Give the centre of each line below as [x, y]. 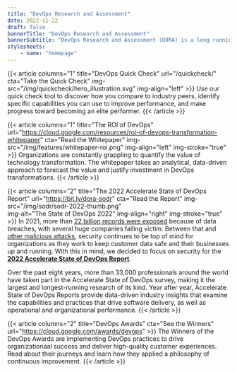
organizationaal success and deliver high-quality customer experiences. [112, 346]
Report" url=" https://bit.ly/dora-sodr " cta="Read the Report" [95, 198]
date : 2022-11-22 [33, 21]
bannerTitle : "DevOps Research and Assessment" [79, 34]
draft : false [26, 27]
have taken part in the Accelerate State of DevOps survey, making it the [111, 279]
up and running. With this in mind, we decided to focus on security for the [114, 251]
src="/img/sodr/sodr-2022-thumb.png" [65, 206]
